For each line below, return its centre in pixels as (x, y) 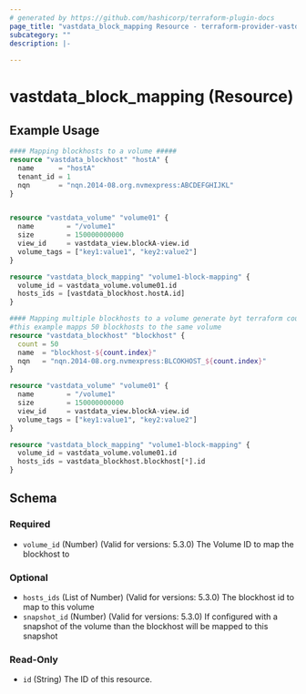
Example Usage (55, 130)
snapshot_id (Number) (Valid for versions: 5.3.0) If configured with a (150, 617)
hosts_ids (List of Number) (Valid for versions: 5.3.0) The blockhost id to (158, 597)
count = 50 (38, 344)
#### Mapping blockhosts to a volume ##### (93, 151)
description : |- (40, 43)
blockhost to (46, 554)
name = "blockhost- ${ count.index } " (87, 352)
